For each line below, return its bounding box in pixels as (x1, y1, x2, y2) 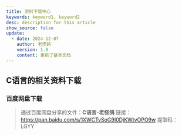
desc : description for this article (6, 19, 96, 25)
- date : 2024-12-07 (11, 36, 59, 42)
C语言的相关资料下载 (6, 76, 82, 86)
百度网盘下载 (6, 95, 43, 103)
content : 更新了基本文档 (16, 52, 72, 58)
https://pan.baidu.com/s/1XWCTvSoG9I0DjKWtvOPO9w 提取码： (20, 116, 178, 123)
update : (6, 31, 25, 36)
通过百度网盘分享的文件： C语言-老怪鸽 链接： (20, 109, 132, 116)
